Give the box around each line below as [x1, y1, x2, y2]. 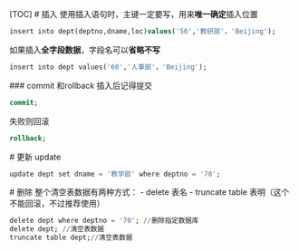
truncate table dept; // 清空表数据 [9, 233, 133, 243]
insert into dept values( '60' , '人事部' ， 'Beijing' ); [9, 63, 207, 72]
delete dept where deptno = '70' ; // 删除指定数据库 [9, 217, 199, 226]
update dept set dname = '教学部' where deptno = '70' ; [9, 169, 221, 179]
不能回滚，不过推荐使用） [9, 198, 105, 209]
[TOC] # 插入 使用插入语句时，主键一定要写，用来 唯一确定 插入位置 [9, 9, 258, 19]
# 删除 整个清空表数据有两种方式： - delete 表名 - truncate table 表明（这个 [9, 187, 290, 198]
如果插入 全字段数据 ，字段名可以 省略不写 [9, 44, 160, 55]
